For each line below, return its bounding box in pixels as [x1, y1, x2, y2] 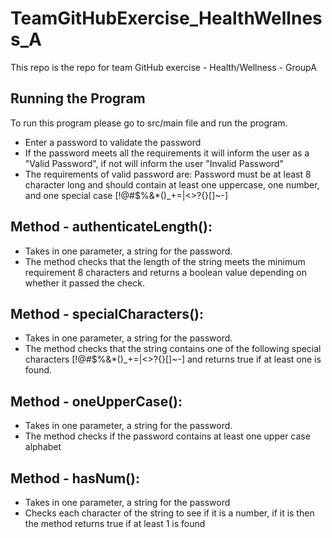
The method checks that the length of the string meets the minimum [24, 255, 306, 267]
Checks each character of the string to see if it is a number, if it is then [24, 507, 315, 519]
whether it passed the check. [24, 277, 145, 289]
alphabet [24, 441, 62, 453]
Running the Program [10, 90, 146, 107]
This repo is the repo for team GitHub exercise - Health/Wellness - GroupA [10, 61, 317, 73]
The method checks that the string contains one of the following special [24, 343, 322, 355]
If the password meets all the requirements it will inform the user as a [24, 147, 310, 159]
